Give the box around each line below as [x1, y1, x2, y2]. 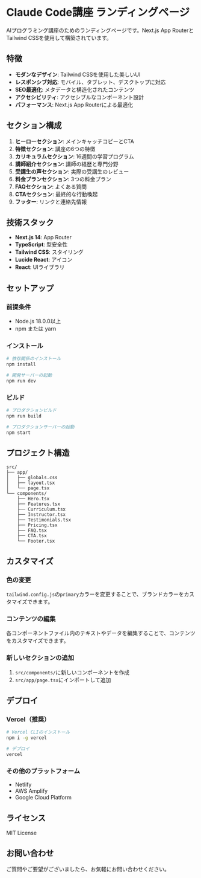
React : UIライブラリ [14, 263, 65, 271]
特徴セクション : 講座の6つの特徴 [14, 145, 96, 152]
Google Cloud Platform [14, 794, 72, 801]
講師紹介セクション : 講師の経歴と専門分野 [14, 160, 119, 167]
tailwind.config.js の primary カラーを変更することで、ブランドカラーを [6, 590, 185, 598]
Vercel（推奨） [6, 715, 51, 724]
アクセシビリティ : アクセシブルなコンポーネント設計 [14, 93, 144, 100]
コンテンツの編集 [6, 615, 56, 623]
